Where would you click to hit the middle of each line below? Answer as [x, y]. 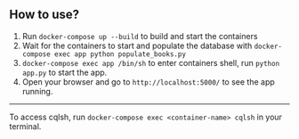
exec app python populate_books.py [121, 54]
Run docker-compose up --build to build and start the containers [140, 36]
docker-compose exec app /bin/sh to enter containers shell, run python [151, 62]
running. [37, 91]
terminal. [25, 126]
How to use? [44, 15]
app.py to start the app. [65, 72]
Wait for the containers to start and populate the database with [137, 45]
